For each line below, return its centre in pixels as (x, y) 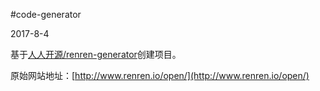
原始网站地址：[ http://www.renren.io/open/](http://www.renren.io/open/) (160, 75)
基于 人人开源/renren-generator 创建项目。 (96, 54)
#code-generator (46, 14)
